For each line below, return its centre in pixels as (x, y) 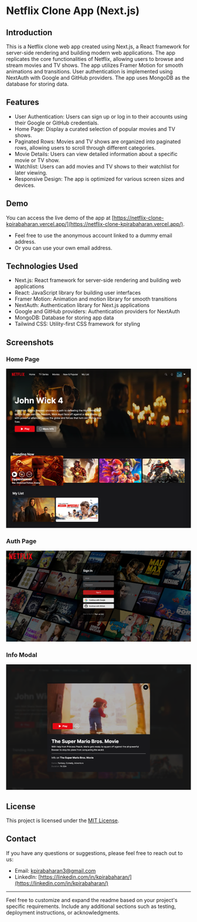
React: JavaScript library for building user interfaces (78, 293)
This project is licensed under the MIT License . (63, 820)
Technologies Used (42, 266)
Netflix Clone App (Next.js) (73, 11)
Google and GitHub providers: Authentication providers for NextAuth (97, 312)
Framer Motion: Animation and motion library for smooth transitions (96, 299)
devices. (25, 185)
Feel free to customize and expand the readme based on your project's (92, 900)
